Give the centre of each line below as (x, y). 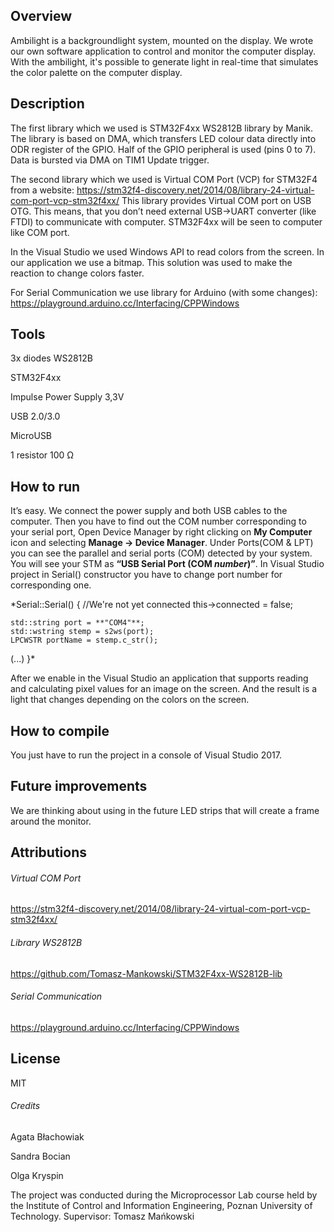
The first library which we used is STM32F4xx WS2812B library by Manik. (162, 128)
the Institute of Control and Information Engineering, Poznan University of (161, 1205)
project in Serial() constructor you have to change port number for (146, 575)
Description (47, 104)
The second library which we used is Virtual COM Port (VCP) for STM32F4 (164, 179)
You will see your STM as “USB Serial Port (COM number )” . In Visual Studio (167, 564)
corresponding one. (51, 585)
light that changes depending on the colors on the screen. (130, 700)
